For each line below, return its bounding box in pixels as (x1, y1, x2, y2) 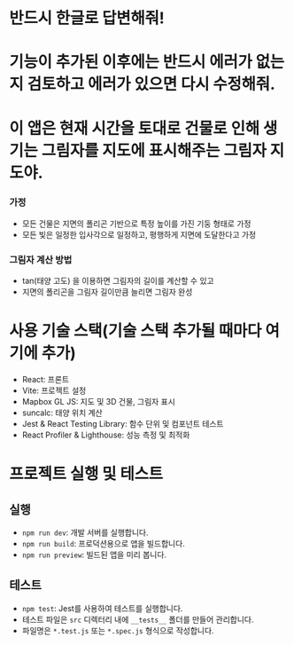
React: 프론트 (21, 374, 69, 385)
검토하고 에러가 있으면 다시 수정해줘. (27, 75, 276, 94)
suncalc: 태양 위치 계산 (21, 407, 104, 418)
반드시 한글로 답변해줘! (9, 8, 166, 28)
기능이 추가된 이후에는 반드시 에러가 (9, 52, 252, 72)
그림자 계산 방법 (9, 254, 73, 266)
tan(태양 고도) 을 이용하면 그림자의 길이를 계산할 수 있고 (21, 276, 214, 287)
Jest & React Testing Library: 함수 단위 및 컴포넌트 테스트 (21, 419, 224, 429)
